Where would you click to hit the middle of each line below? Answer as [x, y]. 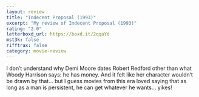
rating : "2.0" [24, 29]
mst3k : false [23, 40]
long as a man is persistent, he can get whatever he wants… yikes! [89, 87]
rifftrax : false [27, 46]
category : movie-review [36, 51]
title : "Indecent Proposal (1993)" [51, 17]
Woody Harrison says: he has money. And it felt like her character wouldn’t [99, 74]
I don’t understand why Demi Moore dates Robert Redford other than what [99, 68]
